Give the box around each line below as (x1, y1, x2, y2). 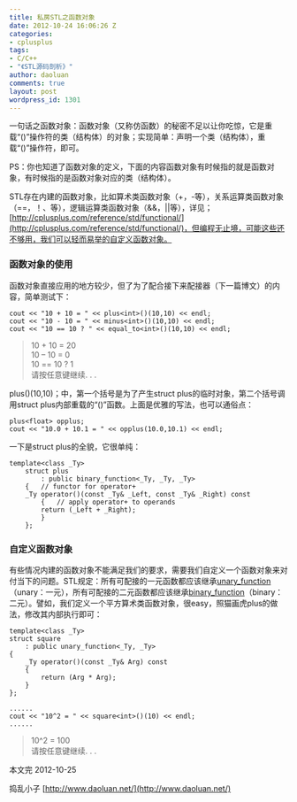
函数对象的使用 (9, 258, 73, 271)
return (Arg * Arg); (41, 673, 117, 682)
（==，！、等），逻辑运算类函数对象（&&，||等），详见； (9, 203, 213, 213)
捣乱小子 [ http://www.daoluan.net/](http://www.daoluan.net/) (9, 783, 232, 793)
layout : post (9, 87, 57, 96)
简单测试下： (24, 291, 72, 302)
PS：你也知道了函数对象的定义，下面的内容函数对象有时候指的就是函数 (9, 161, 267, 173)
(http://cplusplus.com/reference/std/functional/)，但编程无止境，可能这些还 (9, 223, 286, 234)
